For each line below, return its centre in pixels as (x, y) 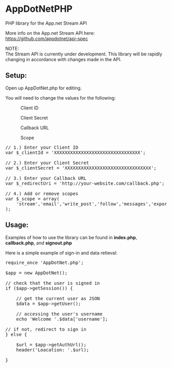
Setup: (16, 76)
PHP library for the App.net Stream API (46, 23)
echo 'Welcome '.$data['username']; (62, 319)
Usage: (17, 225)
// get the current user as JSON (58, 298)
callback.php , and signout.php (39, 243)
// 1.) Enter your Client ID (42, 147)
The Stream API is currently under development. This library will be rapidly (84, 54)
